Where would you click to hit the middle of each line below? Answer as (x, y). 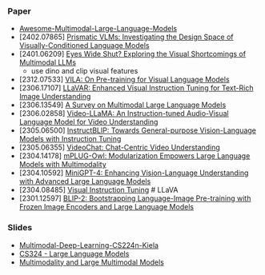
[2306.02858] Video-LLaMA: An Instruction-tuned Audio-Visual (124, 114)
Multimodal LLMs (48, 62)
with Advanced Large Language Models (85, 181)
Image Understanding (55, 97)
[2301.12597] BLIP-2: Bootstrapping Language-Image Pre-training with (135, 198)
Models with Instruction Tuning (70, 139)
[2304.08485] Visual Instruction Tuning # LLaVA (98, 190)
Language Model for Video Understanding (88, 122)
